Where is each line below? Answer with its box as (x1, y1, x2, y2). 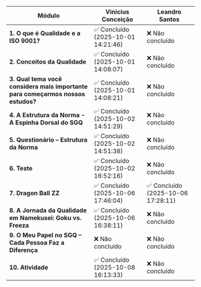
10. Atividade (9, 264, 48, 271)
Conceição (101, 15, 133, 23)
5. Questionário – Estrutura (9, 136, 88, 143)
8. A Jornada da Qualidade (9, 207, 87, 214)
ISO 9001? (9, 37, 40, 44)
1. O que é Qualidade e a (9, 29, 81, 37)
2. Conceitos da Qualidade (9, 58, 87, 65)
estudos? (9, 97, 37, 106)
